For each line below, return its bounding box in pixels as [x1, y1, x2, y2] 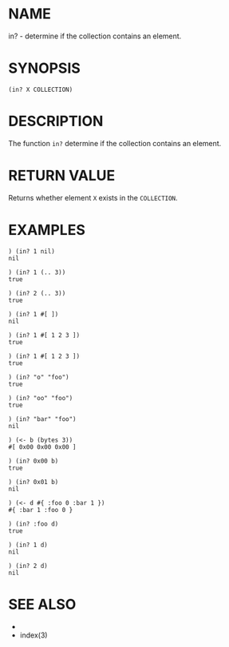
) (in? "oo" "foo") [8, 394, 73, 402]
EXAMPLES [8, 220, 85, 239]
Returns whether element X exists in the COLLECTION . [8, 193, 178, 202]
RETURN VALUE [8, 167, 116, 185]
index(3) [19, 630, 48, 640]
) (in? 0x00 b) [8, 457, 59, 465]
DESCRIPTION [8, 113, 104, 130]
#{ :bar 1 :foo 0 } [8, 506, 73, 514]
